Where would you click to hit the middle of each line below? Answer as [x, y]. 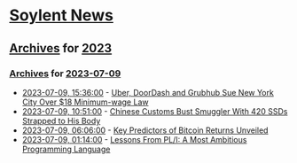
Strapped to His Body [61, 120]
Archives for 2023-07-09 [65, 74]
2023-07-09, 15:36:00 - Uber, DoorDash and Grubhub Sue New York [148, 92]
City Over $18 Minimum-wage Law [85, 102]
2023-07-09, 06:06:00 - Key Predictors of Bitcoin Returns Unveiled [145, 130]
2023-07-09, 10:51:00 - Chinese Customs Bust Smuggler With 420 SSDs [155, 111]
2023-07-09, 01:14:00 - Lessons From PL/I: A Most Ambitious [134, 139]
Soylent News [61, 16]
